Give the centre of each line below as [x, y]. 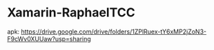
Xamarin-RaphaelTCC [71, 13]
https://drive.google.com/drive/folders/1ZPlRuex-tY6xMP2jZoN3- [114, 32]
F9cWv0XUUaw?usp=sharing [49, 38]
